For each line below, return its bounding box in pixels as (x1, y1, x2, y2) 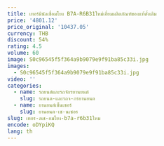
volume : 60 (7, 50, 39, 57)
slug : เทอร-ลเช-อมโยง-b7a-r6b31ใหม (7, 114, 101, 121)
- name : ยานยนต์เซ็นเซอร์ (13, 102, 72, 109)
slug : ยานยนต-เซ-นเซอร (20, 108, 78, 115)
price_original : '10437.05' (7, 23, 90, 30)
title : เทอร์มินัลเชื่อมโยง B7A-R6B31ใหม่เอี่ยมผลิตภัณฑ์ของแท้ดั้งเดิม (7, 10, 157, 18)
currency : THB (7, 29, 49, 37)
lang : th (7, 128, 33, 135)
